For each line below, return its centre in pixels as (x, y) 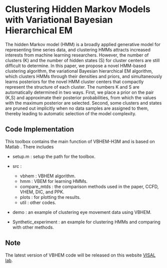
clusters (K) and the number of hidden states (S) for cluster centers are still (82, 60)
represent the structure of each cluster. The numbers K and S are (72, 87)
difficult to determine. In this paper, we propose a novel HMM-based (76, 66)
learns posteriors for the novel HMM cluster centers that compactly (74, 82)
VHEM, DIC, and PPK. (42, 192)
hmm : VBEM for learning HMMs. (54, 181)
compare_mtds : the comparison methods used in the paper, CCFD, (89, 186)
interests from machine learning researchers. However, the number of (77, 55)
